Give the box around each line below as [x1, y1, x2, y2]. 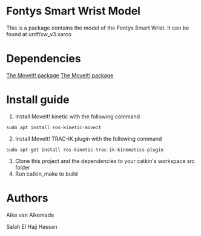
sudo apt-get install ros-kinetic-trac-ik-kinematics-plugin [6, 147, 164, 153]
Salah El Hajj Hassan [6, 223, 58, 230]
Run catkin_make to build [15, 170, 78, 177]
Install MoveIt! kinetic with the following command [15, 113, 140, 120]
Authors [6, 191, 48, 205]
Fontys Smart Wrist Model [6, 4, 141, 18]
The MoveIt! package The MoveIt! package [6, 71, 114, 79]
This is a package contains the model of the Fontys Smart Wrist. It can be [6, 24, 189, 31]
